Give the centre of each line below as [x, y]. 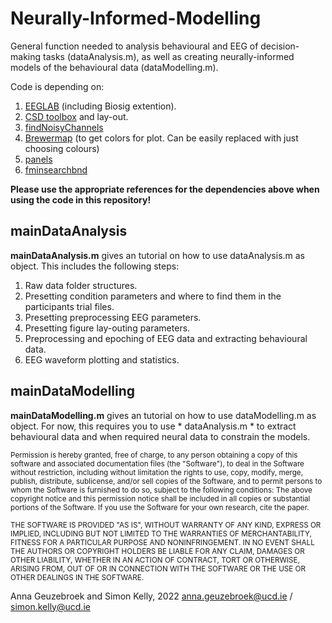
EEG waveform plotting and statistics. [102, 359]
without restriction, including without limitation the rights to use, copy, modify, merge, [157, 472]
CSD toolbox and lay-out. [76, 116]
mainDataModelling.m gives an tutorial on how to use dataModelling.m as [163, 415]
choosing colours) [62, 148]
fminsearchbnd [56, 169]
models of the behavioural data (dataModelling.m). [114, 67]
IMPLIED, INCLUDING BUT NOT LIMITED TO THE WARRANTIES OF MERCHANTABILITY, [161, 533]
